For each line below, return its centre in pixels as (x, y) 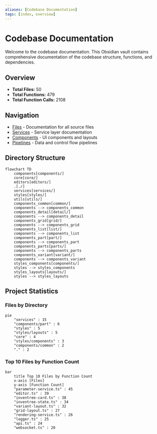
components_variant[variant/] (45, 255)
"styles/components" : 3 (39, 341)
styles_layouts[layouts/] (40, 272)
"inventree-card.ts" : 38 (40, 398)
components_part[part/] (38, 238)
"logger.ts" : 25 (31, 419)
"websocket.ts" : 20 (35, 428)
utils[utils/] (28, 199)
